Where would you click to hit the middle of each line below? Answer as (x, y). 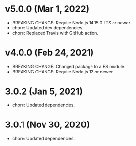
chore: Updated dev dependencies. (48, 27)
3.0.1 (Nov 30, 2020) (47, 125)
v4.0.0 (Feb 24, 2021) (49, 53)
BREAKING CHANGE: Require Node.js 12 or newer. (63, 72)
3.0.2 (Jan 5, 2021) (44, 91)
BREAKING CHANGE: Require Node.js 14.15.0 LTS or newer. (71, 23)
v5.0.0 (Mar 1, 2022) (47, 9)
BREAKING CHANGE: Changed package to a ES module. (69, 66)
